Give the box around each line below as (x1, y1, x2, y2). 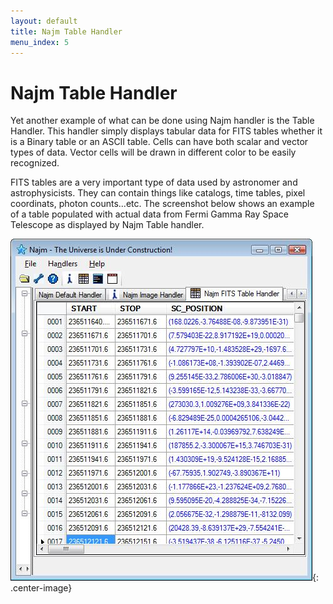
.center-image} (10, 582, 73, 594)
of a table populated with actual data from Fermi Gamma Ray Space (10, 208, 290, 220)
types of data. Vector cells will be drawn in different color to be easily (10, 146, 297, 159)
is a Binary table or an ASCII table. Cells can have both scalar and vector (10, 136, 309, 148)
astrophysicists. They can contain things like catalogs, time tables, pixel (10, 187, 306, 199)
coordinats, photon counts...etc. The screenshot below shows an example (10, 198, 315, 210)
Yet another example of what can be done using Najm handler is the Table (10, 115, 315, 127)
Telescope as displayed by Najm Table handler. (10, 219, 205, 231)
